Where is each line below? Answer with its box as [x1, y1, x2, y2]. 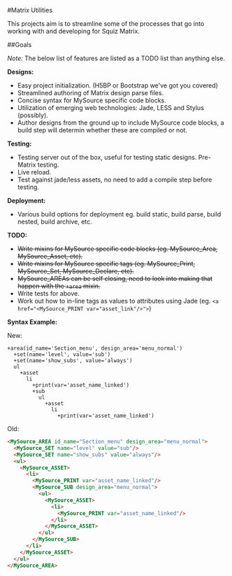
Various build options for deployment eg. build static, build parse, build [17, 210, 222, 218]
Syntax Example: [7, 318, 58, 326]
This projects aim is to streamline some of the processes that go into [7, 20, 205, 27]
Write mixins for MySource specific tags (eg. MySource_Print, [17, 259, 196, 268]
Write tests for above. [17, 289, 80, 297]
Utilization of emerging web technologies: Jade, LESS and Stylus [17, 104, 205, 111]
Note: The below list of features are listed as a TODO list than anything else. [7, 54, 226, 62]
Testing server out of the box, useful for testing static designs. [17, 153, 197, 161]
